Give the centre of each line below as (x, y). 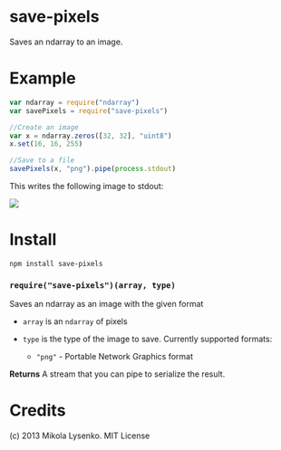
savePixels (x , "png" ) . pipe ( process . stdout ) (93, 169)
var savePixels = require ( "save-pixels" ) (89, 110)
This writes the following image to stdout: (87, 186)
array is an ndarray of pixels (75, 321)
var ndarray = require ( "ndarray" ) (75, 102)
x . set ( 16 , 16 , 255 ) (46, 144)
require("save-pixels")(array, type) (93, 285)
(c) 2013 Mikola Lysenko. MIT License (80, 436)
